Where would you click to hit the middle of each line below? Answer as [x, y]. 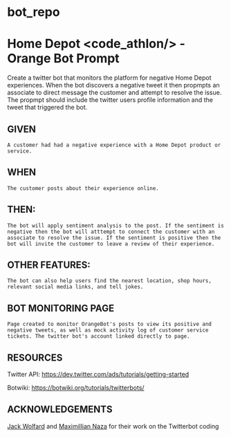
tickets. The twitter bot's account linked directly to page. [99, 336]
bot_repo [34, 12]
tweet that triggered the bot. [47, 108]
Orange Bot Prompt [63, 59]
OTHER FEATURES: [49, 265]
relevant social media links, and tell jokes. [75, 287]
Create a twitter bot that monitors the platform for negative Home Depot [110, 78]
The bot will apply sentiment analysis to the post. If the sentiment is [116, 225]
